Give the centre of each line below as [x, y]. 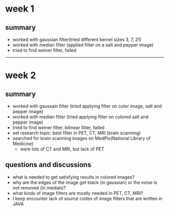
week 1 [20, 9]
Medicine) [23, 144]
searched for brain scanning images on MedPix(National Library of [81, 138]
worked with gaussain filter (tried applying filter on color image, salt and [87, 106]
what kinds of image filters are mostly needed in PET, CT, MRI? [78, 193]
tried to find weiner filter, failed [44, 50]
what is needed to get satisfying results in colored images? [73, 177]
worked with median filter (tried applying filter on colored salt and [80, 117]
